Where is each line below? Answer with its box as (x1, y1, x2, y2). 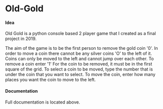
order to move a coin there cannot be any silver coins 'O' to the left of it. (5, 50, 152, 57)
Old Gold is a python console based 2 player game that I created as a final (5, 31, 156, 36)
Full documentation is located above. (5, 99, 80, 105)
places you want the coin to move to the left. (5, 77, 96, 83)
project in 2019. (5, 36, 37, 42)
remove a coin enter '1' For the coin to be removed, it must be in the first (5, 61, 153, 67)
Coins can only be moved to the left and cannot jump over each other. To (5, 56, 154, 62)
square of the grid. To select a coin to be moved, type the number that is (5, 66, 153, 72)
